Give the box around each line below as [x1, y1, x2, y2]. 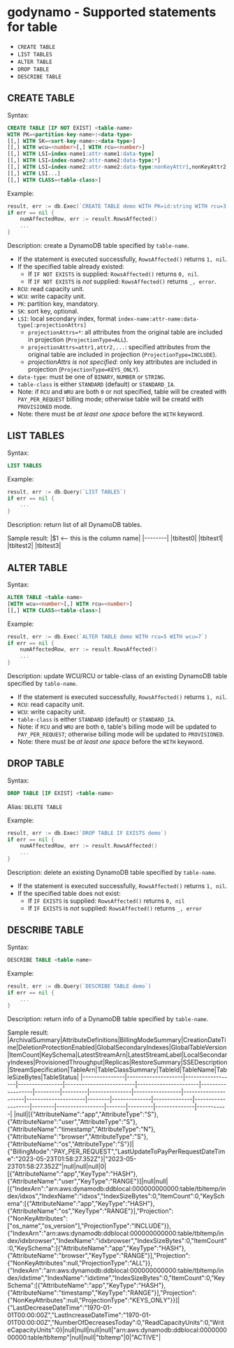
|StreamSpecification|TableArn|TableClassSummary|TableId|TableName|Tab [7, 1065, 228, 1074]
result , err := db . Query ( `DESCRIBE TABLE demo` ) [7, 983, 152, 990]
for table [7, 19, 58, 35]
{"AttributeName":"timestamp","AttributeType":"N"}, [7, 1125, 156, 1134]
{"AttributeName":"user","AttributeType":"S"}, [7, 1118, 138, 1126]
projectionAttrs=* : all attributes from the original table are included [27, 328, 224, 336]
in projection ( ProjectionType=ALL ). [27, 335, 129, 344]
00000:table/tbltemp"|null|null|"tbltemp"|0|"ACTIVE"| [7, 1333, 161, 1342]
